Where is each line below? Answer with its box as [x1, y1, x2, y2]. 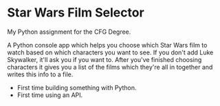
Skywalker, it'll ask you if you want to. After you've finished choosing [7, 55, 202, 63]
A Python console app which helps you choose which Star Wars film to [7, 41, 208, 49]
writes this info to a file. [7, 70, 74, 78]
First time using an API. [16, 91, 83, 99]
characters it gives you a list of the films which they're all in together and [7, 63, 213, 71]
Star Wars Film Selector [7, 5, 144, 21]
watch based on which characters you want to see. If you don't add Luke [7, 48, 214, 56]
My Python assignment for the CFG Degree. [7, 28, 131, 36]
